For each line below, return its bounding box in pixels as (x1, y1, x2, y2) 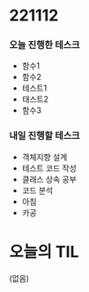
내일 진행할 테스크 (9, 130, 81, 142)
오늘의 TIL (9, 241, 79, 262)
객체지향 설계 (21, 151, 68, 162)
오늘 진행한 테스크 (9, 39, 81, 52)
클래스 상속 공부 (21, 174, 77, 184)
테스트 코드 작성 (21, 162, 77, 174)
